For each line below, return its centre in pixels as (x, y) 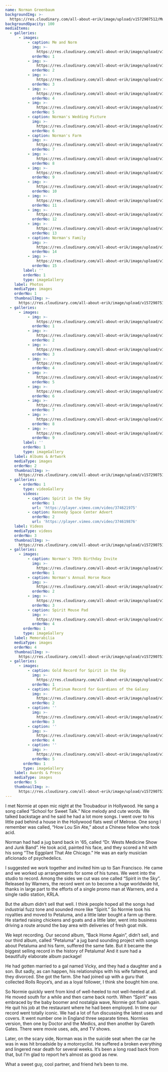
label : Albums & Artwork (40, 456)
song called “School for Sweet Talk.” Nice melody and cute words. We (77, 811)
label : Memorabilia (34, 638)
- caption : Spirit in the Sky (59, 498)
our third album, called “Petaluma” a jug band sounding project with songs (82, 940)
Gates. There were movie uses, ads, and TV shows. (58, 1028)
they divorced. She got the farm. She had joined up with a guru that (74, 976)
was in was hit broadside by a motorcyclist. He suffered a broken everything (83, 1043)
